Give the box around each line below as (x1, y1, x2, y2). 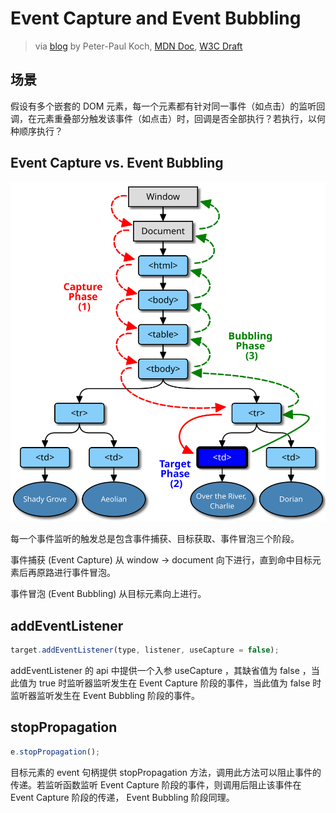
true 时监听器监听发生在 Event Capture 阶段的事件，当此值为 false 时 (38, 677, 322, 689)
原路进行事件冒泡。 (36, 567, 116, 579)
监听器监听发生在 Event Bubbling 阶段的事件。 (10, 690, 201, 702)
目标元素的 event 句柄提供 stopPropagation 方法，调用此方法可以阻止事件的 (10, 766, 322, 778)
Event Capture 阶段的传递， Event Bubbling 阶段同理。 (10, 791, 235, 803)
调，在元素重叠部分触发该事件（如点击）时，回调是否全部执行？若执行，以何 (10, 112, 326, 124)
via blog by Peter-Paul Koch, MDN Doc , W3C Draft (34, 40, 243, 52)
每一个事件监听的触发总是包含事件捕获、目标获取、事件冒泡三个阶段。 (10, 533, 300, 545)
